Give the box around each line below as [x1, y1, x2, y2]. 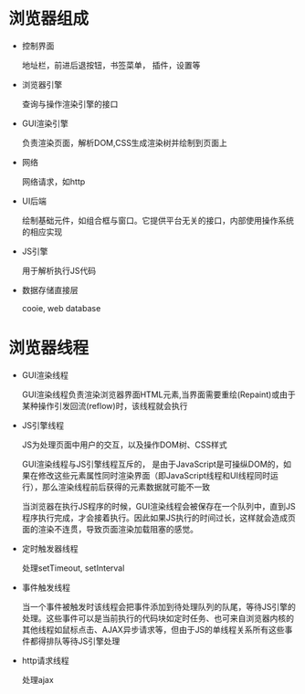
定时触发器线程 [21, 542, 79, 553]
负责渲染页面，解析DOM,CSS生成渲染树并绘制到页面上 [21, 137, 227, 148]
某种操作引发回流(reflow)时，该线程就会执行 [21, 400, 188, 411]
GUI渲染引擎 [21, 118, 69, 129]
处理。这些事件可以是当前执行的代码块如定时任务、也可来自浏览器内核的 [21, 613, 294, 624]
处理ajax [21, 674, 54, 685]
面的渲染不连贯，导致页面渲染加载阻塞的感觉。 [21, 523, 198, 534]
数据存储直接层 [21, 284, 79, 295]
